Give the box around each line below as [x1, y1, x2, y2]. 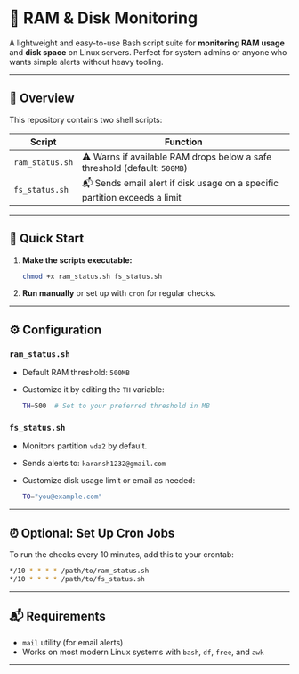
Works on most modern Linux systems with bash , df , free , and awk [21, 646, 264, 657]
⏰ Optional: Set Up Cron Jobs [9, 525, 175, 540]
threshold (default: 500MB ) [81, 161, 189, 174]
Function [164, 136, 203, 148]
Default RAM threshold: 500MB [21, 367, 131, 378]
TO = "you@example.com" [21, 492, 102, 502]
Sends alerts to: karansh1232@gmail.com [21, 458, 166, 469]
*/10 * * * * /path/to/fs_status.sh [9, 574, 145, 583]
